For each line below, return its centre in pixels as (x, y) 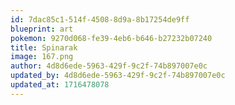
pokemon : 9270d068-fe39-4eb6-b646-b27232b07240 (111, 38)
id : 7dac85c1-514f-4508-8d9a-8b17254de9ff (100, 19)
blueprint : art (42, 29)
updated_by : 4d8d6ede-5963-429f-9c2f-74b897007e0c (118, 76)
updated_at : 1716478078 (60, 85)
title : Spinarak (44, 47)
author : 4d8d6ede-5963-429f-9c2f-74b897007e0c (109, 66)
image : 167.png (42, 57)
